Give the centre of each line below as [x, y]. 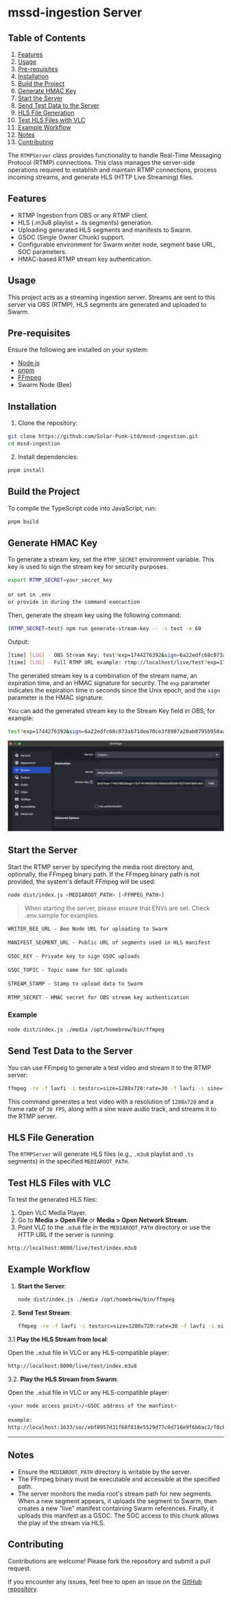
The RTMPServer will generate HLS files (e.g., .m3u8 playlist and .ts [101, 1154]
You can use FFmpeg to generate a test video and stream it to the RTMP [110, 1067]
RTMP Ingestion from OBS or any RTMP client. [83, 215]
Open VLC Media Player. [52, 1213]
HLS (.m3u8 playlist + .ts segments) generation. [85, 222]
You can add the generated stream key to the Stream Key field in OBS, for [111, 710]
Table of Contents [47, 38]
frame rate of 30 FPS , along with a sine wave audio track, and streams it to [112, 1109]
